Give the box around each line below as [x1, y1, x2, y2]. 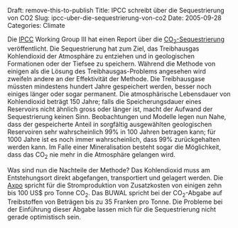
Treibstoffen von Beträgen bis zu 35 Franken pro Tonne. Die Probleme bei [7, 197, 223, 206]
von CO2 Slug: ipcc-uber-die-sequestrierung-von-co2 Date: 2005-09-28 [7, 14, 222, 22]
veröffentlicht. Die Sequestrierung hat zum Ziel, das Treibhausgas [7, 44, 200, 53]
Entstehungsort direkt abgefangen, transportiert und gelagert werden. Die [7, 173, 224, 182]
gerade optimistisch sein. [7, 213, 82, 222]
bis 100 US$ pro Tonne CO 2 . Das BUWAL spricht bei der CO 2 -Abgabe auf [7, 188, 222, 199]
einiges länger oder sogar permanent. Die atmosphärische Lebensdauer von [7, 89, 231, 98]
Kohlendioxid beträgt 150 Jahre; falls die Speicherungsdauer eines [7, 97, 202, 105]
